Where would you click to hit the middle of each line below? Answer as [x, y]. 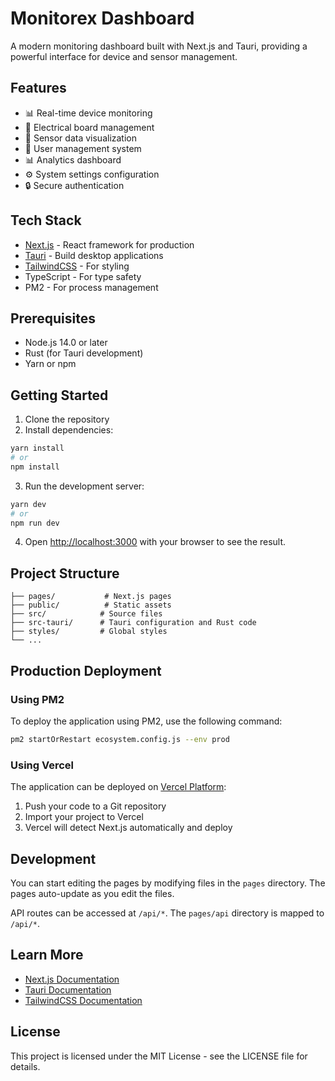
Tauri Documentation [68, 989]
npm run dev [35, 523]
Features [38, 88]
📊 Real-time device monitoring [88, 113]
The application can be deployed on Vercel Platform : [118, 787]
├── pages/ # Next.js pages [91, 597]
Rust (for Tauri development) [84, 353]
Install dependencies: [69, 430]
